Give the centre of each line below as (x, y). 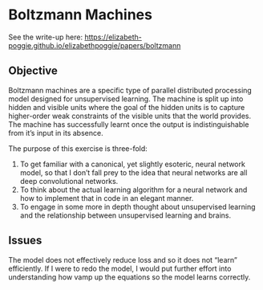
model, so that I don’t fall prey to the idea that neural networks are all (134, 172)
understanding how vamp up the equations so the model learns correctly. (129, 277)
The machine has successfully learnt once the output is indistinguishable (129, 124)
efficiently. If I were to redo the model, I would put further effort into (120, 268)
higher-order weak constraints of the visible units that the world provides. (130, 116)
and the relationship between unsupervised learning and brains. (125, 215)
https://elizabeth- (113, 37)
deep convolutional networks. (69, 181)
